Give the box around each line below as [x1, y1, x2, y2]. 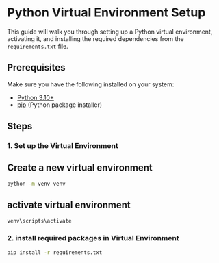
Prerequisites [7, 62, 66, 73]
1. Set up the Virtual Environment [7, 141, 118, 151]
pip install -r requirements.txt [7, 249, 103, 256]
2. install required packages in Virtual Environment [7, 234, 179, 243]
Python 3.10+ [16, 93, 55, 101]
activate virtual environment [7, 199, 131, 211]
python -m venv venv [7, 180, 66, 187]
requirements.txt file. [7, 42, 68, 50]
